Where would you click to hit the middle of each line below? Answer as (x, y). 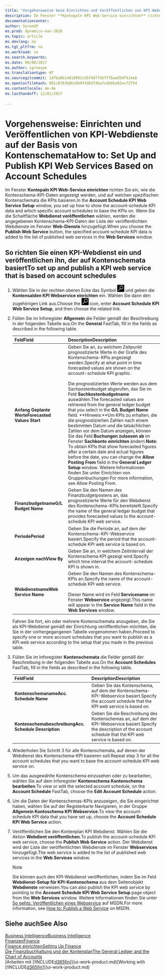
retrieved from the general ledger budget (109, 405)
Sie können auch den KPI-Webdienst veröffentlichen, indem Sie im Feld (84, 877)
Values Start (27, 420)
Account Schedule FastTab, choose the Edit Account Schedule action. (84, 791)
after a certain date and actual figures (106, 452)
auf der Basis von (41, 145)
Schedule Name (31, 698)
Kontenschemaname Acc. (41, 693)
